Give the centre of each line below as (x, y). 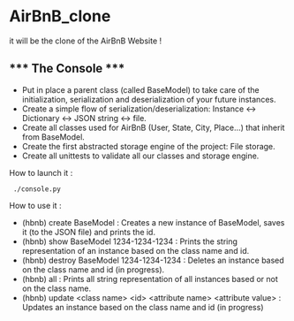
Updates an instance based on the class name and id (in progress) (143, 307)
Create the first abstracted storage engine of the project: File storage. (148, 146)
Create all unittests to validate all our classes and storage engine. (140, 156)
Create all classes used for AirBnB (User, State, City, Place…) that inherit (153, 127)
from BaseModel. (53, 137)
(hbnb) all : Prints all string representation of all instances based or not (150, 279)
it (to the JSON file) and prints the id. (89, 232)
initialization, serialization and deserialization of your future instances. (149, 99)
